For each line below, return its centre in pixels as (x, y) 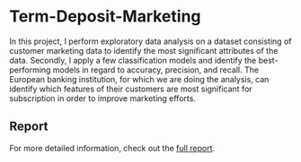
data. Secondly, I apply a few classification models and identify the (133, 60)
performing (30, 70)
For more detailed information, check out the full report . (112, 148)
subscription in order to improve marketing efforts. (102, 98)
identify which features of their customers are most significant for (131, 89)
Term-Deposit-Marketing (105, 17)
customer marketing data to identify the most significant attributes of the (144, 50)
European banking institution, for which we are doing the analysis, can (139, 79)
